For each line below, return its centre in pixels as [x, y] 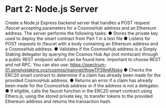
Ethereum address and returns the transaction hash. [58, 101]
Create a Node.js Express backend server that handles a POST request [78, 23]
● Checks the [138, 70]
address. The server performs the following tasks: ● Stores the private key [82, 33]
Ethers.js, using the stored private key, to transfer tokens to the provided [79, 96]
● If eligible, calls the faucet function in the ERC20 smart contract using [79, 91]
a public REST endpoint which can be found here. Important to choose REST [83, 59]
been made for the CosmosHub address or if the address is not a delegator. [82, 85]
